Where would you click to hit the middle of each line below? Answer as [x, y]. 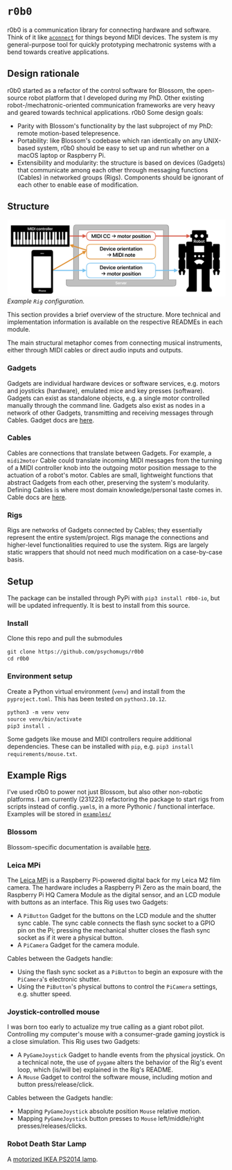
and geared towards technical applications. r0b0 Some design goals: [105, 112]
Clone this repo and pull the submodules [65, 638]
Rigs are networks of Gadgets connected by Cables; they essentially [105, 530]
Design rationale [43, 74]
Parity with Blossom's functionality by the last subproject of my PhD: [115, 126]
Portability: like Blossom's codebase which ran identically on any [109, 141]
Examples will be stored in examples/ [59, 814]
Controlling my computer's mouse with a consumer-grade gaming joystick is [116, 1034]
